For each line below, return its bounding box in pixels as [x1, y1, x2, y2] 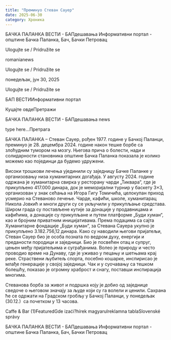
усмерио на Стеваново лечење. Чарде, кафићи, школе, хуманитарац [5, 195, 157, 202]
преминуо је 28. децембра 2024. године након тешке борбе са [5, 142, 143, 148]
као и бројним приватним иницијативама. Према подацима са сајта [5, 217, 155, 224]
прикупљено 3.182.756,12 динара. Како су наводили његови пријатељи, [5, 228, 162, 235]
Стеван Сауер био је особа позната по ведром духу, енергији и [5, 234, 144, 240]
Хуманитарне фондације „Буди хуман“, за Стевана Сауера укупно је [5, 223, 155, 229]
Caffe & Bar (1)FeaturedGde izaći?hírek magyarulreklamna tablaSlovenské [5, 308, 160, 314]
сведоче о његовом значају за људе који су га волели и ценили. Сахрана [5, 288, 166, 294]
